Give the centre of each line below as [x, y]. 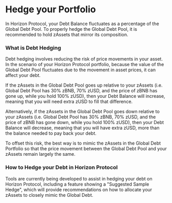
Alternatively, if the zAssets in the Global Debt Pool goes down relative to [83, 112]
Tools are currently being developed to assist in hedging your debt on [79, 178]
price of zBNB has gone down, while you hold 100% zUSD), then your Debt [85, 123]
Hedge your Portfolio [51, 9]
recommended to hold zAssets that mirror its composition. [67, 34]
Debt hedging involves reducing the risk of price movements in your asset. [84, 59]
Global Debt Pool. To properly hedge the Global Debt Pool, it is [71, 29]
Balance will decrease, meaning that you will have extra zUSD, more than [82, 128]
